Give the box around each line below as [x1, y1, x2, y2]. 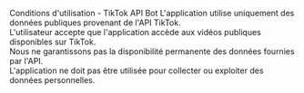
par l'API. [9, 56, 44, 66]
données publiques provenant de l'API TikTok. [9, 17, 181, 28]
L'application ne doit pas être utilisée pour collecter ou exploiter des [9, 65, 264, 76]
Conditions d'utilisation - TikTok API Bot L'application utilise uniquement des [9, 8, 295, 18]
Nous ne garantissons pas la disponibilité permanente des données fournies [9, 46, 295, 57]
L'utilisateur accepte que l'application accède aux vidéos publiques [9, 27, 261, 37]
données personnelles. [9, 75, 96, 85]
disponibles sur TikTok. [9, 36, 96, 47]
